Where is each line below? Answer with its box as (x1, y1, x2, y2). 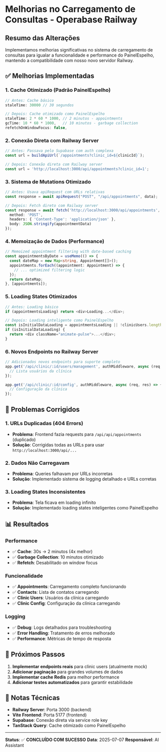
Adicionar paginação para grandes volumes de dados (12, 669, 124, 675)
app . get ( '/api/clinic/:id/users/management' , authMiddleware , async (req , (5, 364, 163, 369)
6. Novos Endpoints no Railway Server (5, 348, 99, 355)
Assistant (5, 743, 24, 749)
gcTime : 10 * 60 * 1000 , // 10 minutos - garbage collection (5, 121, 138, 126)
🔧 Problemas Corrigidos (5, 405, 80, 414)
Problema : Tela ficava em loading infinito (12, 500, 96, 505)
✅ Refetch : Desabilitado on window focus (12, 560, 98, 566)
